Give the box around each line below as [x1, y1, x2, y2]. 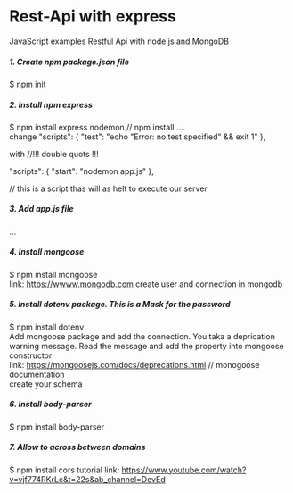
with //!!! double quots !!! [9, 148, 100, 159]
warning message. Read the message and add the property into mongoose [9, 340, 284, 351]
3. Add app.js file [9, 204, 74, 214]
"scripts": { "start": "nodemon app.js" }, [9, 165, 154, 176]
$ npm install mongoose [9, 269, 98, 280]
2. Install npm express [9, 99, 94, 110]
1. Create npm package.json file [9, 56, 129, 67]
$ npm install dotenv [9, 322, 85, 332]
